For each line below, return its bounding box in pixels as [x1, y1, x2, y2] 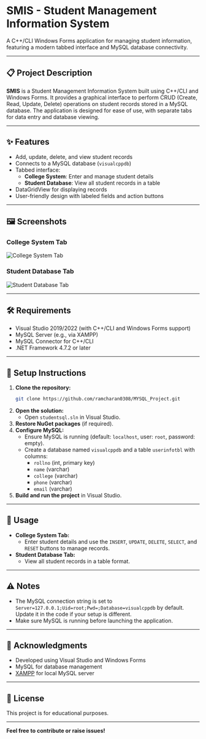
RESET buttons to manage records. [24, 544, 110, 552]
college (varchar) [33, 472, 78, 480]
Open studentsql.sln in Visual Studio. [24, 413, 121, 421]
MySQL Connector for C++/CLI [15, 338, 94, 345]
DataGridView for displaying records [15, 185, 107, 193]
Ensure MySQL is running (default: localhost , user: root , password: [24, 433, 195, 440]
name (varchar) [33, 465, 70, 473]
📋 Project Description [6, 68, 93, 78]
